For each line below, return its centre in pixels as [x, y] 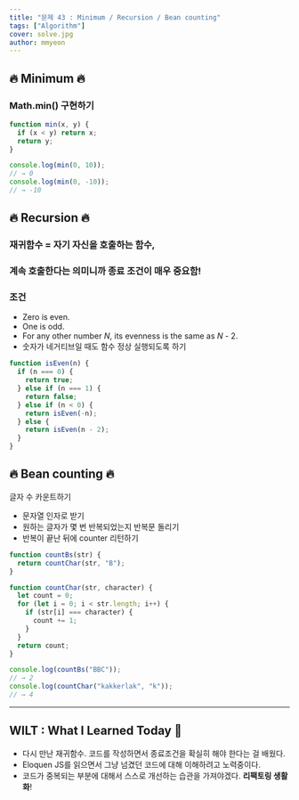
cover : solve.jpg [41, 34]
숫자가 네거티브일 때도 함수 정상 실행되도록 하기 [104, 347]
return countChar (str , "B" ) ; [71, 563]
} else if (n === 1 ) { [59, 388]
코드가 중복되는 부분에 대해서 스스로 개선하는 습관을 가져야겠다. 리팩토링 [147, 775]
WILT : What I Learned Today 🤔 [96, 731]
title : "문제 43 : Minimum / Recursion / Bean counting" [115, 17]
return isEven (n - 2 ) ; [67, 430]
